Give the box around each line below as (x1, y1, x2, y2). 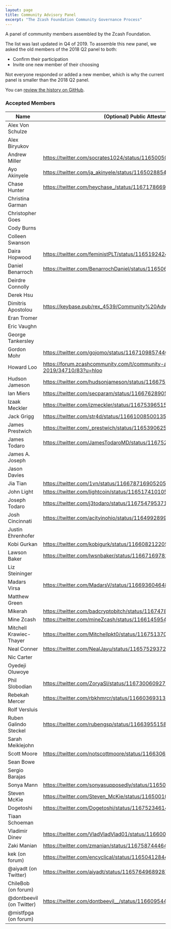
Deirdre (8, 276, 26, 284)
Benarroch (8, 268, 33, 275)
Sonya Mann (8, 781, 38, 788)
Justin (8, 526, 23, 533)
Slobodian (8, 683, 32, 690)
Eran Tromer (8, 314, 38, 321)
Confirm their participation (12, 56, 69, 62)
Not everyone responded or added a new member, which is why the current (5, 72, 164, 78)
